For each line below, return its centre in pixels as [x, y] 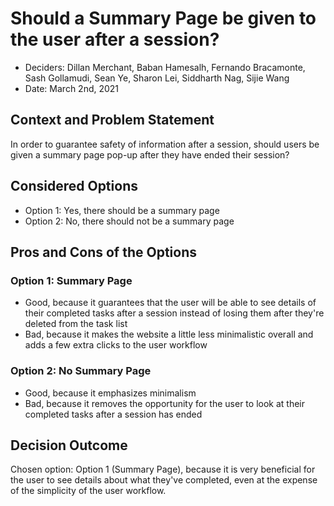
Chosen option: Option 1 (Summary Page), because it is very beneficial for [163, 469]
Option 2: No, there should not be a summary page [129, 221]
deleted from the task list [76, 324]
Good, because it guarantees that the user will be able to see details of [170, 303]
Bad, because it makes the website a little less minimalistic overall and [169, 334]
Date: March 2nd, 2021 [72, 88]
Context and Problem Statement [112, 120]
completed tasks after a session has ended [113, 414]
